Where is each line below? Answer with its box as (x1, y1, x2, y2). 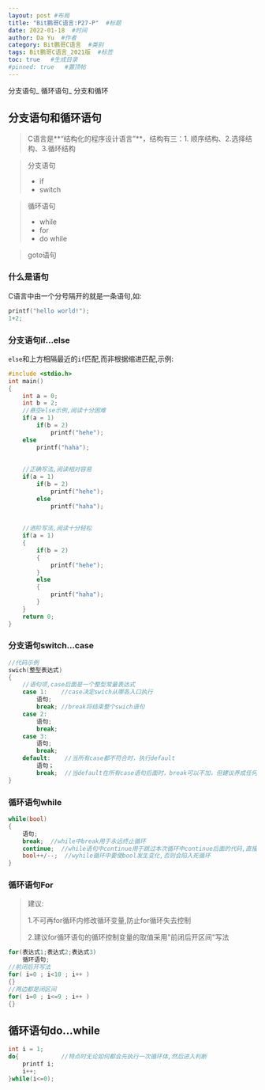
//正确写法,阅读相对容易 (22, 465, 92, 473)
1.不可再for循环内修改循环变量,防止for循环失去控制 (27, 916, 192, 925)
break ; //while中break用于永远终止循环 (22, 837, 146, 845)
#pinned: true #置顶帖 (8, 63, 87, 71)
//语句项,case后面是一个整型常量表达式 (22, 681, 136, 689)
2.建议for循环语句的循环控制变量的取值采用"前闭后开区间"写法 (27, 932, 230, 942)
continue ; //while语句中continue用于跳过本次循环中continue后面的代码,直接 (22, 845, 258, 853)
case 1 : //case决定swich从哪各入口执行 (22, 688, 154, 697)
